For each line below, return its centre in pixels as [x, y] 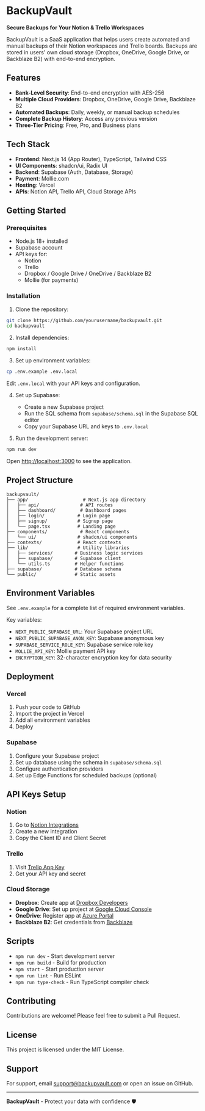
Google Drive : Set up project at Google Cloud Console [84, 909]
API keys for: [31, 254]
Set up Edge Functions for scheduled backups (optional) [86, 775]
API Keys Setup [36, 794]
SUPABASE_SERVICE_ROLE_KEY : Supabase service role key [84, 644]
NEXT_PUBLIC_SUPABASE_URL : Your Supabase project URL [84, 631]
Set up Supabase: [38, 395]
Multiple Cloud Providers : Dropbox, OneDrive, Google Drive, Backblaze [106, 99]
